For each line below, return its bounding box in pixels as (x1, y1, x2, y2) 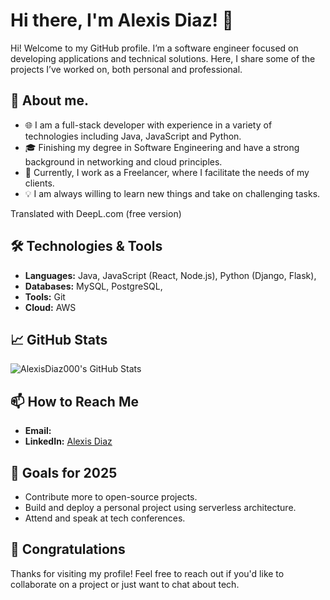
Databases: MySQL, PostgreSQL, (24, 280, 163, 292)
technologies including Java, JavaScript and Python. (24, 130, 242, 142)
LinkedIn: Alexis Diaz (24, 435, 113, 448)
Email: (24, 425, 52, 437)
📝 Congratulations (10, 541, 126, 558)
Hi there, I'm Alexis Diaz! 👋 (10, 9, 234, 32)
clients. (24, 177, 55, 189)
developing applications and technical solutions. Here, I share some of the (10, 52, 316, 64)
